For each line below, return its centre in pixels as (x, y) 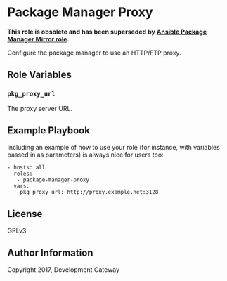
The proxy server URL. (40, 108)
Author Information (50, 253)
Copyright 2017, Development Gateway (64, 270)
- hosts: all (26, 168)
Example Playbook (48, 131)
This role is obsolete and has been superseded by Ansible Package (107, 32)
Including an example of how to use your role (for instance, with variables (113, 148)
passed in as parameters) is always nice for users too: (85, 155)
